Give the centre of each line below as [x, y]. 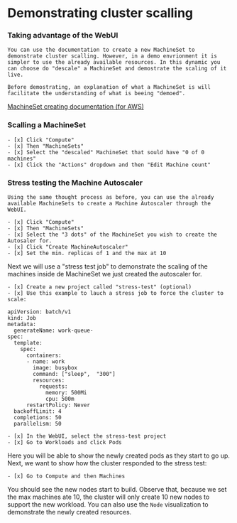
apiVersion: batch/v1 [39, 312]
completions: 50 [38, 418]
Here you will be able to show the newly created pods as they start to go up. [119, 455]
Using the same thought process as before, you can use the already [111, 198]
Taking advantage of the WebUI [63, 36]
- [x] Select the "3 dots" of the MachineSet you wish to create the [112, 235]
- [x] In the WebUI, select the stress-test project [87, 436]
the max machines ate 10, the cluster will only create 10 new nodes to [109, 497]
